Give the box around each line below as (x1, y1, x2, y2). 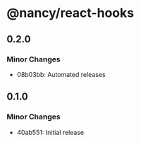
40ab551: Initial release (16, 128, 85, 136)
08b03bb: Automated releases (16, 70, 106, 78)
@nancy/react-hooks (6, 5, 135, 21)
